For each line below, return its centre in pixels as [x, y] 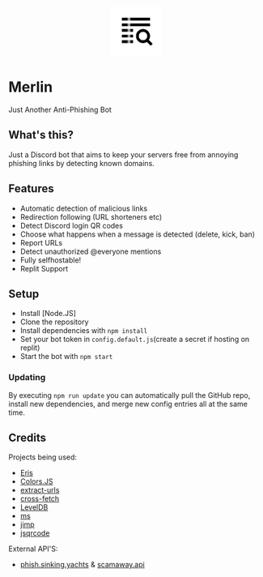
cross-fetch [40, 499]
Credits [28, 438]
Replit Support [44, 268]
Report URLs [41, 242]
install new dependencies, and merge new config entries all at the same [128, 404]
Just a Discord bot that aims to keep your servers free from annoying [123, 154]
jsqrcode [35, 533]
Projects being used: [43, 457]
